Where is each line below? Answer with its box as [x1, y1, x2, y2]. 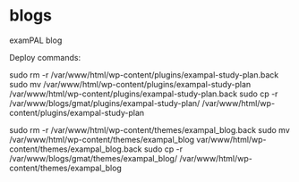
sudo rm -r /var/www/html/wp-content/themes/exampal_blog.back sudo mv [9, 124, 291, 135]
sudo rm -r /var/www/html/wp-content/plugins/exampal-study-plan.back [9, 69, 279, 80]
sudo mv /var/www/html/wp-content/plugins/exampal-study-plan [9, 79, 252, 89]
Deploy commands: [9, 52, 81, 62]
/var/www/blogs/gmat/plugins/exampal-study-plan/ [9, 97, 201, 108]
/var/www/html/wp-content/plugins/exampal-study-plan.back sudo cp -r [9, 88, 278, 99]
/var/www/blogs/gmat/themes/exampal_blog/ [9, 153, 177, 163]
